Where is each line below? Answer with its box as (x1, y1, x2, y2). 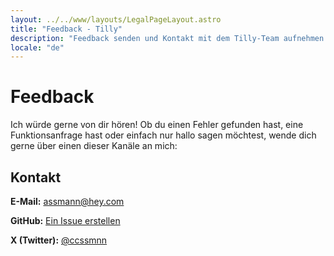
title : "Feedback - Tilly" (10, 24, 123, 34)
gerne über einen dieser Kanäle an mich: (10, 140, 178, 152)
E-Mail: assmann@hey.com (10, 196, 125, 207)
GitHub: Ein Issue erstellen (10, 215, 121, 226)
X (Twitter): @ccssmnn (10, 234, 108, 246)
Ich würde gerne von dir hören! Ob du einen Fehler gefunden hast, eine (10, 119, 304, 131)
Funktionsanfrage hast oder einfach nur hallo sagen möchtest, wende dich (10, 129, 317, 141)
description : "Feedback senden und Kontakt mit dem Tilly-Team (10, 33, 280, 43)
